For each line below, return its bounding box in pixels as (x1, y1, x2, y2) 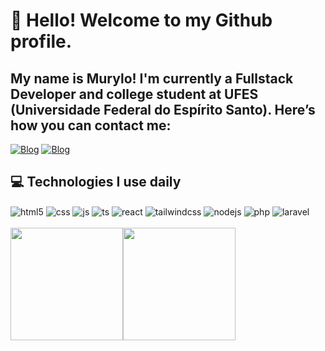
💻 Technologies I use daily (10, 174, 182, 191)
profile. (10, 30, 73, 53)
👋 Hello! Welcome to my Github (10, 9, 273, 32)
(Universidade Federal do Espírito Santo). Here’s (10, 101, 316, 118)
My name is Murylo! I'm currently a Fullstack (10, 70, 294, 87)
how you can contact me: (10, 117, 172, 134)
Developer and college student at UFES (10, 85, 259, 103)
